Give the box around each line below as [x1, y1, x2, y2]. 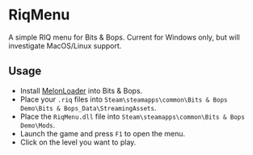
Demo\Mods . [19, 119, 56, 130]
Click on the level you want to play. [19, 137, 137, 147]
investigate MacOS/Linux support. [8, 40, 122, 50]
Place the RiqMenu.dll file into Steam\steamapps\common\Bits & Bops [19, 111, 245, 121]
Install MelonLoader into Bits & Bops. [19, 86, 143, 95]
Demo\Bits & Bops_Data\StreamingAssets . [19, 103, 157, 112]
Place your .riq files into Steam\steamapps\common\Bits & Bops [19, 94, 228, 104]
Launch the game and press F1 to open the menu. [19, 128, 186, 138]
